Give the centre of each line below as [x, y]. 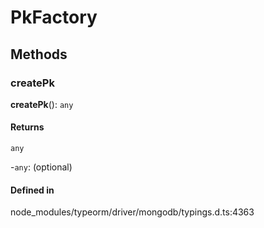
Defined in [32, 190]
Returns [27, 127]
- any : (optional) [41, 167]
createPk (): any [42, 104]
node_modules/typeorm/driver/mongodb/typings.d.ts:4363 [132, 212]
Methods [39, 54]
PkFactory [54, 17]
